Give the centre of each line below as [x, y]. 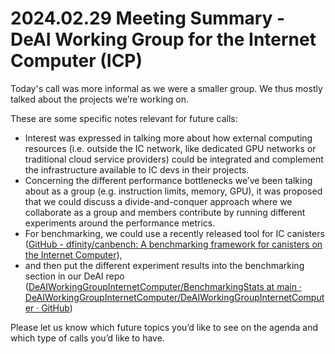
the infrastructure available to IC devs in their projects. [137, 169]
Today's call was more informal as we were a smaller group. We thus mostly [166, 88]
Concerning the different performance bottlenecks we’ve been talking [168, 180]
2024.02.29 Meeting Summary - [148, 18]
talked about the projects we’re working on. [100, 99]
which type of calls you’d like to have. [87, 338]
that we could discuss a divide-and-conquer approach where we [158, 201]
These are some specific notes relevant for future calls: [124, 118]
